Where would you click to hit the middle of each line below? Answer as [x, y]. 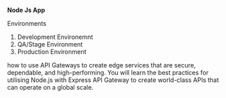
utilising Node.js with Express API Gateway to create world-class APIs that [113, 80]
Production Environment [52, 52]
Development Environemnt [55, 37]
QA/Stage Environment [50, 44]
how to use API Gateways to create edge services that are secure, [102, 65]
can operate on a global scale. [50, 87]
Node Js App [26, 10]
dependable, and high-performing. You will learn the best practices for [108, 73]
